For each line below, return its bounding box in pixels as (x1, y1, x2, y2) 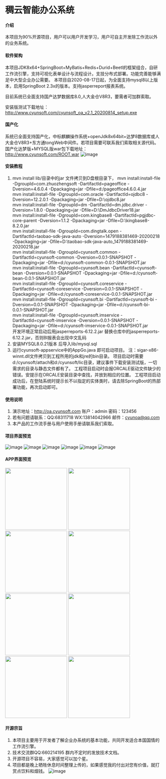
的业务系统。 (5, 40, 31, 46)
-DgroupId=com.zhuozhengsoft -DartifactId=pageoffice (12, 181, 126, 186)
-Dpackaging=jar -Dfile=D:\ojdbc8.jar (49, 196, 126, 202)
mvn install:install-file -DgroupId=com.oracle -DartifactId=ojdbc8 (12, 191, 145, 197)
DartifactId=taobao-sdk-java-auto (12, 233, 82, 239)
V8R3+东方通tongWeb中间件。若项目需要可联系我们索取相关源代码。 (18, 139, 159, 145)
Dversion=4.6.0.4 (12, 186, 48, 192)
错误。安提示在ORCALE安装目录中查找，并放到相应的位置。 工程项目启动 (12, 372, 161, 377)
